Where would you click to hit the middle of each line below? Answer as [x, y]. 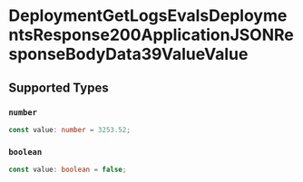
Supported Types [59, 87]
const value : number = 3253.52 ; [69, 129]
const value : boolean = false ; [68, 170]
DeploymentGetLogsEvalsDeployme [148, 16]
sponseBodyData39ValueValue [128, 54]
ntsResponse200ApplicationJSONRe [151, 35]
